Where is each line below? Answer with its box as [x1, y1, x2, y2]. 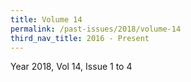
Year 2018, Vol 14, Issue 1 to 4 [10, 61, 133, 73]
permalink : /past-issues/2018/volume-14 [10, 24, 182, 34]
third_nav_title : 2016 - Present [10, 33, 150, 43]
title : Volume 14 [10, 14, 83, 25]
